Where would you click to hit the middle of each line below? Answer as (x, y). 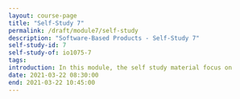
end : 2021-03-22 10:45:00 (52, 82)
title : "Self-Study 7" (46, 23)
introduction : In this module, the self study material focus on (120, 68)
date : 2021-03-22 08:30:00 (54, 75)
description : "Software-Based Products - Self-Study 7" (104, 38)
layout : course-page (43, 16)
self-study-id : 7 (37, 46)
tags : (17, 61)
